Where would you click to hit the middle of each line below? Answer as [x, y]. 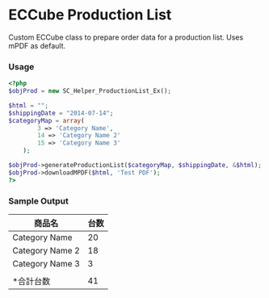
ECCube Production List [90, 15]
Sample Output [38, 201]
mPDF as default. [37, 45]
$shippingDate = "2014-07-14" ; [61, 113]
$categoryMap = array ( [46, 120]
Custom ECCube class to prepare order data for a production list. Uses [126, 37]
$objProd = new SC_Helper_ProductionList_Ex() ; [90, 91]
